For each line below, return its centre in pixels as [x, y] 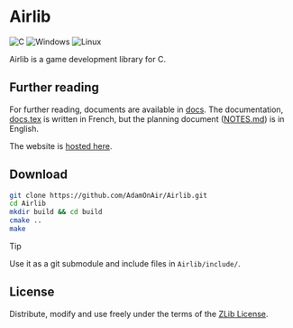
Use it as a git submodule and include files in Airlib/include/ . [125, 263]
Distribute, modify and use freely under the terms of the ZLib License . [139, 314]
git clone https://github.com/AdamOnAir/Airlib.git [108, 195]
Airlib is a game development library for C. [88, 59]
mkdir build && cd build [56, 212]
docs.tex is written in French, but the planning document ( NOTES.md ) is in [147, 118]
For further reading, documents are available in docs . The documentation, [146, 109]
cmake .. [26, 220]
